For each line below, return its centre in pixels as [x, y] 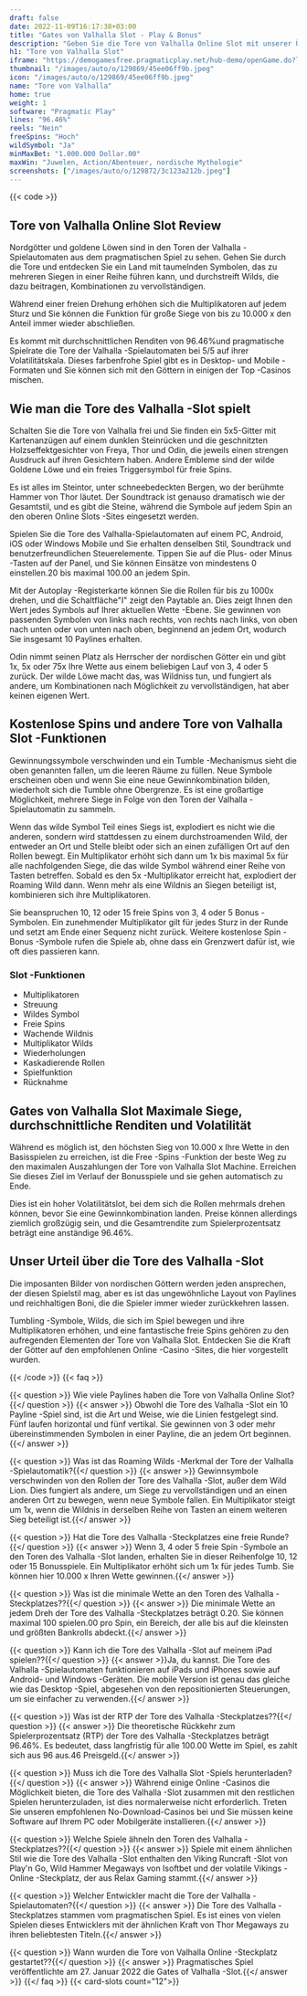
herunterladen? [263, 1772]
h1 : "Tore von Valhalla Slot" [67, 52]
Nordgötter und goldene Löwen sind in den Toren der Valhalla [125, 248]
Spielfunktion [48, 1072]
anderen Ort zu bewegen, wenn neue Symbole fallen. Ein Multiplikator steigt [153, 1500]
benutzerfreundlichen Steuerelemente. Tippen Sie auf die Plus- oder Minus [151, 553]
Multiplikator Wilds [58, 1043]
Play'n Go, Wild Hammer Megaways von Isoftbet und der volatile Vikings [146, 1868]
